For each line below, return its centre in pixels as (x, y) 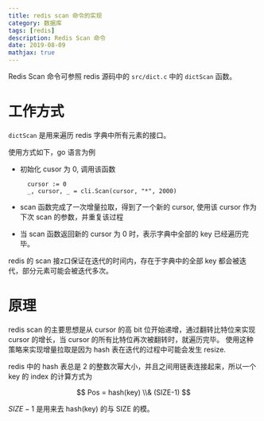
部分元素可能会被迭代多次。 (67, 270)
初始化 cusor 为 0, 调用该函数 (68, 169)
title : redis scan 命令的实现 (55, 16)
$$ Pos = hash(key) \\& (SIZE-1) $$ (134, 392)
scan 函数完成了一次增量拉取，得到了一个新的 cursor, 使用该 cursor (130, 207)
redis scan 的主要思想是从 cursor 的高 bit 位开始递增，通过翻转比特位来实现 (132, 329)
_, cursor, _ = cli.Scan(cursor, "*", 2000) (102, 191)
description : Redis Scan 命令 (57, 38)
